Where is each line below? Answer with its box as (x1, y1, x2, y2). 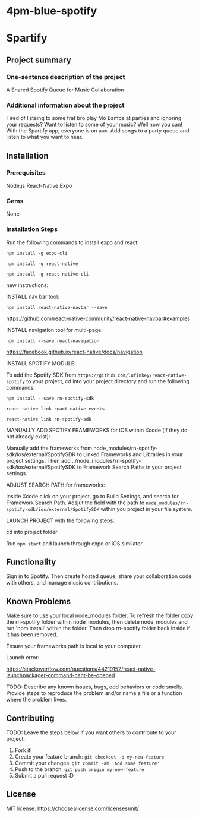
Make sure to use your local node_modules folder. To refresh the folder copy (6, 612, 194, 619)
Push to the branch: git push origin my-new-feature (14, 766, 144, 773)
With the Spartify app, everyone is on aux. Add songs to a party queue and (6, 127, 189, 134)
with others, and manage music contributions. (6, 579, 119, 586)
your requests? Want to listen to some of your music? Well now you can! (6, 121, 183, 128)
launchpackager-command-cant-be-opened (6, 672, 115, 679)
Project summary (6, 55, 71, 65)
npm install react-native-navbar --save (6, 304, 108, 310)
